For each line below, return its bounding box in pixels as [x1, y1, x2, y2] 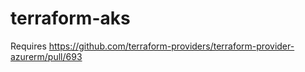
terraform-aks [10, 7, 131, 30]
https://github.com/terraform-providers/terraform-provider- [48, 40, 295, 52]
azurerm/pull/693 [10, 50, 83, 62]
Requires [10, 40, 47, 52]
